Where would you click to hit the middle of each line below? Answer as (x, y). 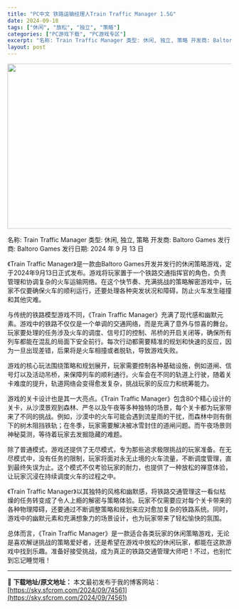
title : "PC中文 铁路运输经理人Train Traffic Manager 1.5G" (92, 14)
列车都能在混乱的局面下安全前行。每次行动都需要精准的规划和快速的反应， (116, 341)
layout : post (27, 47)
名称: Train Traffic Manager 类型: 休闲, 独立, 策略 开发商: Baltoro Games (112, 240)
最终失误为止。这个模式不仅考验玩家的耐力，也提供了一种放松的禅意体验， (122, 467)
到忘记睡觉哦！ (29, 560)
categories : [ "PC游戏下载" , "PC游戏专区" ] (67, 34)
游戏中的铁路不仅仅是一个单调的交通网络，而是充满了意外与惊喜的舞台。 (126, 323)
